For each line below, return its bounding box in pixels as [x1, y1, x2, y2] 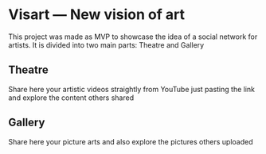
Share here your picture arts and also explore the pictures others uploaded [8, 137, 253, 146]
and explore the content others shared [8, 93, 134, 102]
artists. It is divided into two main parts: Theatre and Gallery [8, 40, 205, 49]
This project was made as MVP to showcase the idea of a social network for [8, 32, 258, 41]
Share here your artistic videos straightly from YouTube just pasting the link [8, 84, 256, 94]
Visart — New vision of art [8, 6, 186, 24]
